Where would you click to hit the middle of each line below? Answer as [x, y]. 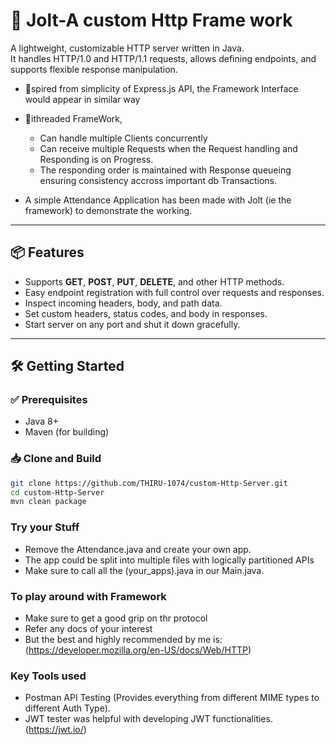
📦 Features [47, 252]
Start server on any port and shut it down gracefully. [132, 324]
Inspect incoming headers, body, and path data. [123, 303]
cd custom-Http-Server [57, 492]
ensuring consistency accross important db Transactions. [158, 180]
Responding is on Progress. [96, 159]
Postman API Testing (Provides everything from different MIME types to [172, 698]
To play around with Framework [88, 596]
